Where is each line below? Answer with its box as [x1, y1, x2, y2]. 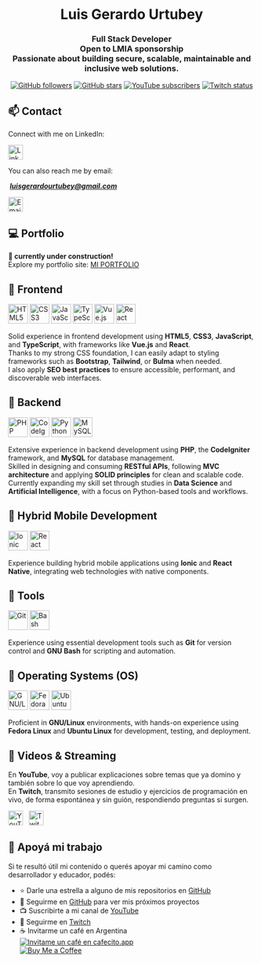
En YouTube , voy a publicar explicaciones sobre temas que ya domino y [8, 770, 241, 779]
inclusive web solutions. [84, 63, 179, 74]
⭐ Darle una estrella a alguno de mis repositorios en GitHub [19, 885, 212, 895]
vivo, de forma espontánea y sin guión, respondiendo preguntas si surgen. [8, 795, 249, 804]
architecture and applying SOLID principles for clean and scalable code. [8, 470, 245, 479]
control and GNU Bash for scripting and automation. [8, 646, 176, 656]
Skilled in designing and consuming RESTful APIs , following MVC [8, 461, 219, 471]
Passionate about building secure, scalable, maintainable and [12, 53, 252, 64]
